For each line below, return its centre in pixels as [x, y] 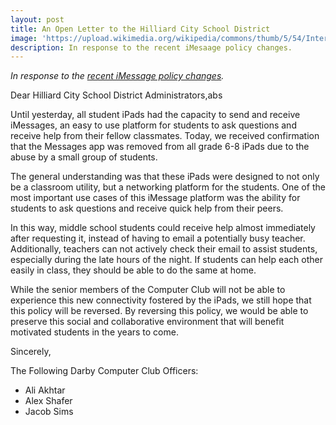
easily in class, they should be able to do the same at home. [133, 270]
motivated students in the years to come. [94, 332]
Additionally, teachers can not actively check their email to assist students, [164, 249]
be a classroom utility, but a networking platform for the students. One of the [168, 187]
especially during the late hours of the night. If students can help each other [166, 260]
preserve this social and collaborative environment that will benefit [147, 322]
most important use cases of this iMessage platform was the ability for [155, 198]
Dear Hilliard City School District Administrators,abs [116, 95]
